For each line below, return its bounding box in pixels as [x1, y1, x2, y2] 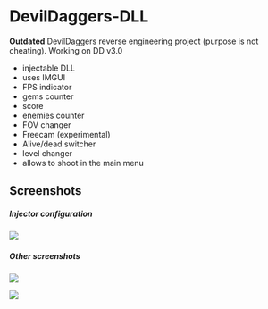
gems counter [21, 91, 74, 102]
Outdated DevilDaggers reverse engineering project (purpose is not [9, 36, 259, 46]
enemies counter [21, 110, 85, 121]
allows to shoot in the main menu [21, 157, 145, 168]
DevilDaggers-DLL [9, 6, 149, 27]
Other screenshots [9, 250, 80, 261]
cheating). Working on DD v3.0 [9, 45, 123, 55]
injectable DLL [21, 63, 76, 73]
